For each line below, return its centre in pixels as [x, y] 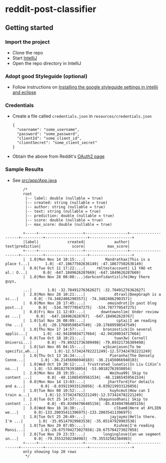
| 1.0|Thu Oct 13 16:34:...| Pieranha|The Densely [89, 356]
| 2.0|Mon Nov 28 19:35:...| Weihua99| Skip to [85, 373]
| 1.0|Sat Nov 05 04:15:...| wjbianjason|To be [82, 347]
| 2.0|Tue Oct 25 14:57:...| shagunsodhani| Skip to [85, 399]
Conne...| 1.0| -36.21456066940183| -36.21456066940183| [72, 360]
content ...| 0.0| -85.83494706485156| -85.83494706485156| [75, 404]
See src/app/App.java [35, 180]
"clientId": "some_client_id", [49, 138]
